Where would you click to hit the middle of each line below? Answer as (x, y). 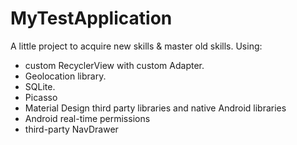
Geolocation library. (65, 76)
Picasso (41, 97)
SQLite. (40, 86)
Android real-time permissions (87, 118)
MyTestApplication (91, 18)
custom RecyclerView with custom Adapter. (114, 65)
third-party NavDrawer (71, 129)
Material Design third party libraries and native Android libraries (155, 108)
